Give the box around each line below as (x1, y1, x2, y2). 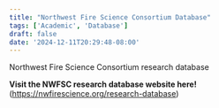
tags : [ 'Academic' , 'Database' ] (9, 21, 128, 30)
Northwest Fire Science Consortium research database (9, 62, 209, 73)
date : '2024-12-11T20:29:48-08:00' (9, 37, 140, 47)
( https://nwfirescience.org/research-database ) (9, 89, 179, 99)
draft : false (9, 29, 57, 38)
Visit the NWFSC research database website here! (9, 79, 197, 89)
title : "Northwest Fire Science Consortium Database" (9, 12, 212, 22)
